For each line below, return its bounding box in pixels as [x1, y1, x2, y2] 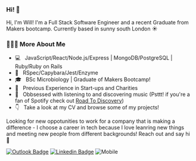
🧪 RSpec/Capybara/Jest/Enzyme [14, 69, 98, 76]
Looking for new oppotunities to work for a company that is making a [6, 117, 176, 125]
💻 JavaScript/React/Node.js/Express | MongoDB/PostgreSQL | [14, 54, 173, 61]
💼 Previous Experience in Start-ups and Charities [14, 84, 138, 91]
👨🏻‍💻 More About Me [6, 40, 66, 48]
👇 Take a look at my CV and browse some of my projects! [14, 104, 160, 111]
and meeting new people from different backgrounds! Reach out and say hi [6, 130, 191, 137]
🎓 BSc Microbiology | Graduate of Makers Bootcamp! [14, 76, 151, 83]
